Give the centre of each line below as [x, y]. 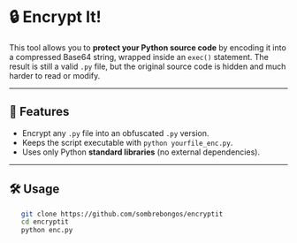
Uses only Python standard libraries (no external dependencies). [141, 152]
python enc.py [47, 231]
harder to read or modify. [55, 75]
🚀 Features [39, 112]
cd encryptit [45, 222]
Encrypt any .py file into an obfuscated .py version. [115, 133]
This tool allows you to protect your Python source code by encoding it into [148, 47]
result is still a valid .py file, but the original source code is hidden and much [148, 66]
